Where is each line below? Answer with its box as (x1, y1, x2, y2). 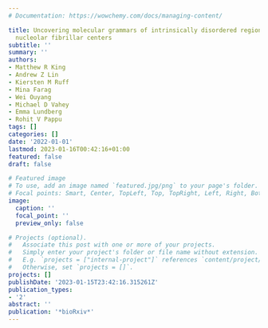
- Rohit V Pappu (8, 115, 62, 124)
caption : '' (15, 204, 56, 212)
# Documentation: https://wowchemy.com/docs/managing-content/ (8, 11, 223, 20)
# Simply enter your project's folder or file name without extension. (8, 249, 259, 257)
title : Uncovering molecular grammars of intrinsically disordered (8, 26, 238, 34)
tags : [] (8, 123, 37, 131)
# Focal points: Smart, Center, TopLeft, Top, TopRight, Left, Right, (8, 190, 248, 198)
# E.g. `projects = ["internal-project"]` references (8, 256, 198, 264)
